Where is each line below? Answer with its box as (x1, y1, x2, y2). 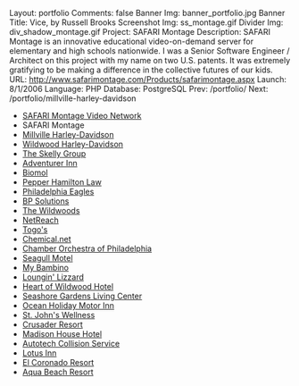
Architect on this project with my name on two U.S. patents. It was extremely (9, 55, 291, 65)
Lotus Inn (21, 348, 57, 358)
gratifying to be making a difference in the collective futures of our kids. (9, 64, 274, 75)
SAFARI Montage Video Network (21, 111, 142, 121)
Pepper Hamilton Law (21, 177, 103, 187)
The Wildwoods (21, 206, 80, 215)
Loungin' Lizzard (21, 272, 85, 282)
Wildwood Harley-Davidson (21, 138, 123, 149)
